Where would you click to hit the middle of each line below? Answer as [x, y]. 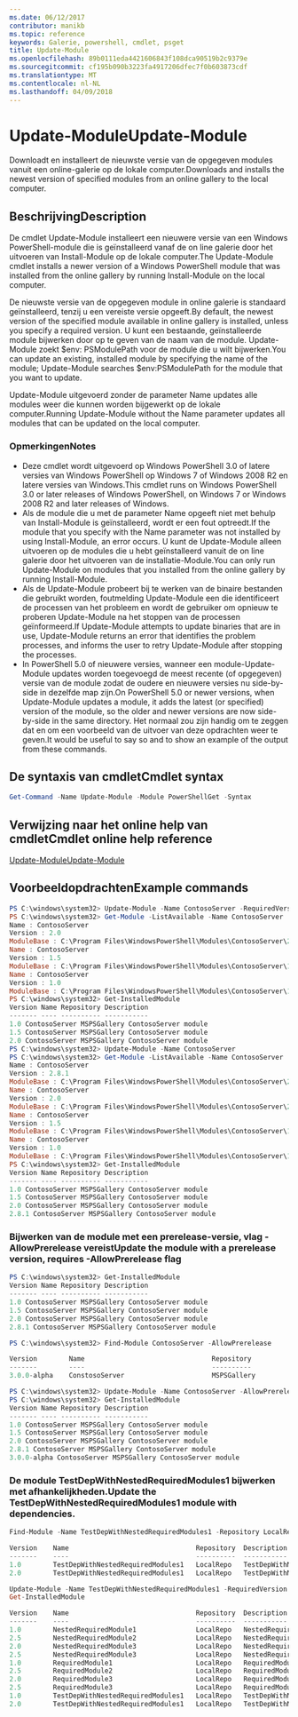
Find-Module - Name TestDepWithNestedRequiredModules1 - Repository [134, 1532]
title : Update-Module [49, 51]
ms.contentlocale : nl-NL [55, 83]
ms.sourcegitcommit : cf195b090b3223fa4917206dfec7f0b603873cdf [129, 68]
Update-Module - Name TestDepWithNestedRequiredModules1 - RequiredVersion [149, 1589]
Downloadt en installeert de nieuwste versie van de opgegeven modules [141, 160]
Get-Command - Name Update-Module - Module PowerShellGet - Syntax [130, 797]
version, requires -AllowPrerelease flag [95, 1260]
